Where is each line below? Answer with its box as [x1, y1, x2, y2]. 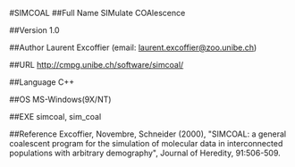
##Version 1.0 [9, 25, 60, 35]
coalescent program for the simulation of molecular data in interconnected [9, 138, 283, 148]
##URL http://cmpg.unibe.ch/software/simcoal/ [9, 60, 184, 70]
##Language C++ [9, 77, 74, 88]
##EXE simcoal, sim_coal [9, 112, 102, 121]
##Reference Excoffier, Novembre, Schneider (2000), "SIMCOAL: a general [9, 129, 287, 139]
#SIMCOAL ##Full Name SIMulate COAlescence [9, 8, 186, 18]
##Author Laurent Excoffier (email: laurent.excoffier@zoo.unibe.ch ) [9, 42, 257, 53]
